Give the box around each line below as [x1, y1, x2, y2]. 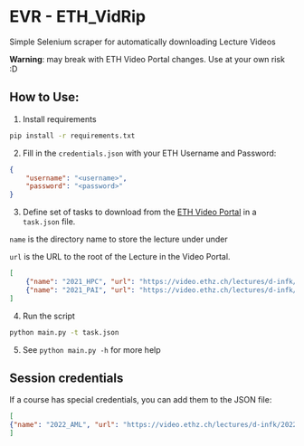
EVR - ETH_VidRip [9, 6, 147, 27]
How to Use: [9, 90, 80, 105]
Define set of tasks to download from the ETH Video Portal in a [22, 206, 257, 218]
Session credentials [9, 370, 124, 385]
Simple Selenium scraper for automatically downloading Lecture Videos [9, 36, 276, 47]
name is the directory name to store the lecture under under [9, 233, 228, 245]
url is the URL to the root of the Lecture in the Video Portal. [9, 251, 231, 262]
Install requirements [22, 113, 97, 124]
